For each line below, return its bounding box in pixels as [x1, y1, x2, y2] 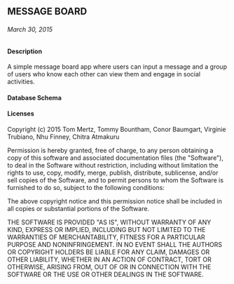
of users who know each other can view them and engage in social [7, 70, 201, 79]
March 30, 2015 [7, 25, 53, 34]
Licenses [7, 109, 35, 118]
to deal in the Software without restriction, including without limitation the [7, 161, 219, 169]
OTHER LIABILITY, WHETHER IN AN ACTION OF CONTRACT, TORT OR [7, 255, 212, 264]
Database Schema [7, 93, 62, 102]
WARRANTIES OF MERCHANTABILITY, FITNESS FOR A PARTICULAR [7, 233, 205, 241]
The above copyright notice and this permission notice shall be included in [7, 197, 222, 205]
